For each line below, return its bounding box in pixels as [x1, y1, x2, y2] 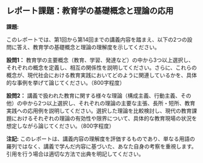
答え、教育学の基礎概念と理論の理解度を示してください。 [16, 43, 161, 50]
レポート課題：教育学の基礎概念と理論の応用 [6, 5, 174, 16]
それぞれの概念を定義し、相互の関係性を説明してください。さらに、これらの [6, 64, 197, 71]
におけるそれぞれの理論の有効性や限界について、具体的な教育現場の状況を [11, 115, 197, 122]
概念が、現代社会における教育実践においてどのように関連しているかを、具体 [6, 72, 197, 79]
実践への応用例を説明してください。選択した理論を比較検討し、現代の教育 [6, 107, 192, 114]
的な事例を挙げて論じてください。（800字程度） [6, 79, 125, 86]
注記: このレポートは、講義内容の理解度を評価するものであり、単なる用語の [6, 135, 195, 142]
